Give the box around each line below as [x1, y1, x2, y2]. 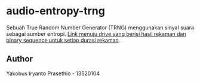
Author [6, 54, 33, 64]
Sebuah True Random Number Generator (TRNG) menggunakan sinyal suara [6, 24, 195, 31]
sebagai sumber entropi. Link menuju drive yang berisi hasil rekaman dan [6, 30, 186, 37]
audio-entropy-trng [6, 4, 106, 18]
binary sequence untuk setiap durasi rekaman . [6, 36, 121, 44]
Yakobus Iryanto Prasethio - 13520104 [6, 70, 100, 77]
